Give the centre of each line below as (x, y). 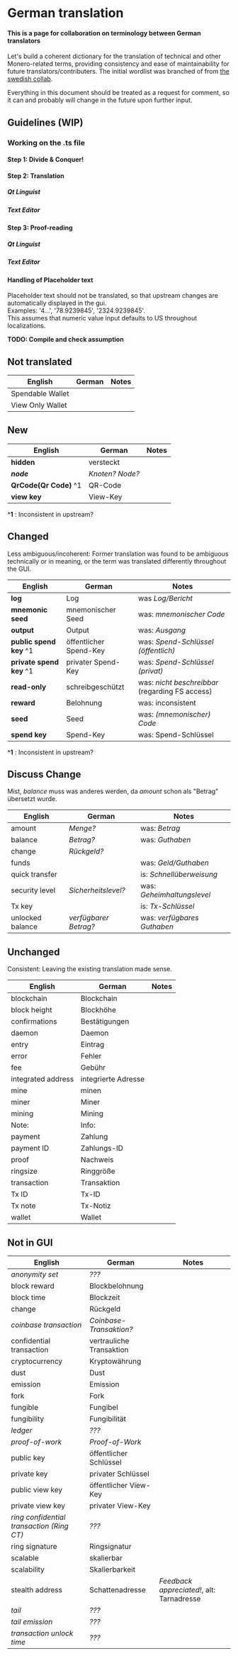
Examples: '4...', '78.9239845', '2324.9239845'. (76, 310)
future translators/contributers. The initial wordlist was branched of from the (119, 72)
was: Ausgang (162, 630)
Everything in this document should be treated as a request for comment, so (119, 93)
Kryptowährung (115, 1361)
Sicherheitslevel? (97, 890)
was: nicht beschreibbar (178, 682)
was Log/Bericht (165, 598)
